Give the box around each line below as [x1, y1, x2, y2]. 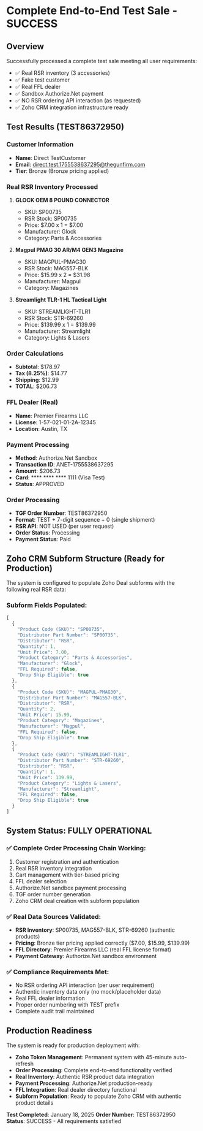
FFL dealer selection [15, 877, 67, 885]
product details [15, 1099, 54, 1106]
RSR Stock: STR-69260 [24, 314, 84, 322]
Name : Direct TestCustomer [15, 154, 86, 161]
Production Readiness [6, 1025, 92, 1036]
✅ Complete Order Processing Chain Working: [6, 844, 146, 853]
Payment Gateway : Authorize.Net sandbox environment [15, 952, 157, 959]
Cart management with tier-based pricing [15, 871, 120, 878]
